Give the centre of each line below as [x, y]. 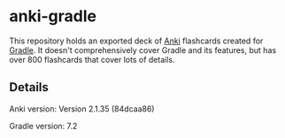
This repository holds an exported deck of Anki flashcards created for [136, 41]
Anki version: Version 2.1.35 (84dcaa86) [82, 109]
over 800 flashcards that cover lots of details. [92, 59]
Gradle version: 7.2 [43, 126]
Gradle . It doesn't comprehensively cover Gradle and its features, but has [143, 50]
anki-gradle [53, 16]
